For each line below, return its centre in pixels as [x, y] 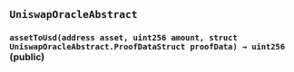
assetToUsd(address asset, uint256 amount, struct [123, 38]
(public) [27, 57]
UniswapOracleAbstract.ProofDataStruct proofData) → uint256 [147, 47]
